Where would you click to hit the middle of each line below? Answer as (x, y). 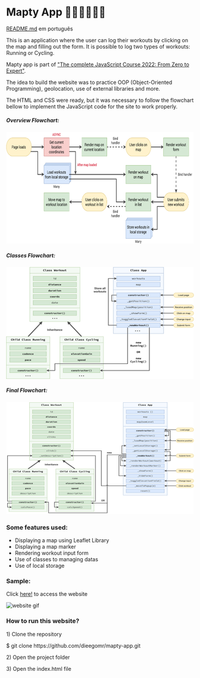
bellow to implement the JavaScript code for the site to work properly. (92, 106)
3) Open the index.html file (39, 668)
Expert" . (16, 70)
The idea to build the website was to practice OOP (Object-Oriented (89, 82)
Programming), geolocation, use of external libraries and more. (83, 88)
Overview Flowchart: (33, 120)
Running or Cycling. (30, 52)
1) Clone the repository (34, 634)
